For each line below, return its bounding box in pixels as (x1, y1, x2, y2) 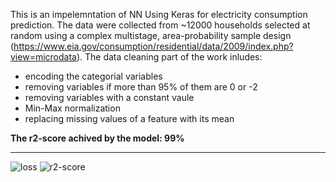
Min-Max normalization (24, 102, 121, 114)
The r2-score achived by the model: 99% (10, 132, 185, 144)
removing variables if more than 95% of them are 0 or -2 (24, 81, 258, 93)
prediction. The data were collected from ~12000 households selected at (10, 19, 311, 31)
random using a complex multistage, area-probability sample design (10, 30, 292, 41)
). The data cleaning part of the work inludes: (76, 51, 263, 63)
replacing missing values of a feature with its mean (24, 113, 235, 124)
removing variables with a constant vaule (24, 92, 195, 103)
